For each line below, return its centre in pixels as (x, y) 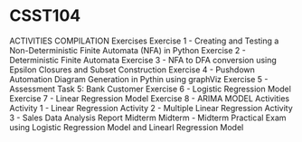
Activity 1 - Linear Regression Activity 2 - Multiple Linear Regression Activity (151, 108)
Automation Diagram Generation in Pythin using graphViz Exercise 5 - (139, 79)
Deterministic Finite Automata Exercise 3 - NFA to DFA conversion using (143, 60)
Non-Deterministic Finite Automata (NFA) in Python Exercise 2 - (127, 50)
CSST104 (45, 16)
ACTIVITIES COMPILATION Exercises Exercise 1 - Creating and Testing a (144, 41)
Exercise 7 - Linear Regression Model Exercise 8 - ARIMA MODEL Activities (150, 98)
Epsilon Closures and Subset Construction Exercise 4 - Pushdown (132, 70)
